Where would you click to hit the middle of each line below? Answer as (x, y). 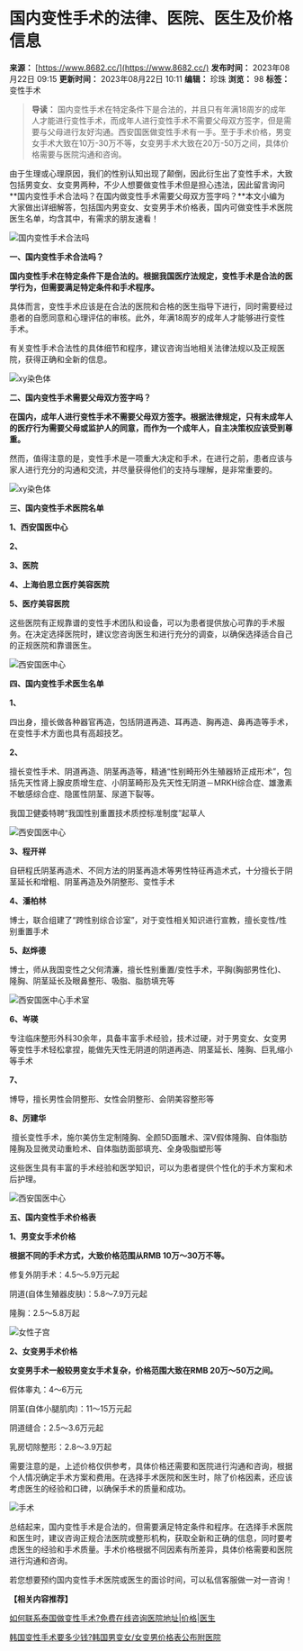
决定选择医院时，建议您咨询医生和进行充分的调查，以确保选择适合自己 (163, 634)
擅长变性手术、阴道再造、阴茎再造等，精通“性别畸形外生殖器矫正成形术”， (147, 771)
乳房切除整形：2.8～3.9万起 (61, 1447)
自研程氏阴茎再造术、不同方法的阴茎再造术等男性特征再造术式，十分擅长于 (147, 870)
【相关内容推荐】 (41, 1599)
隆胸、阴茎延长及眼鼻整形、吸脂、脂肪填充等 (92, 980)
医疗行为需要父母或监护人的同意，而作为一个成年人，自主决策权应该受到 (151, 428)
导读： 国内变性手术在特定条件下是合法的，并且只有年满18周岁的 (151, 109)
